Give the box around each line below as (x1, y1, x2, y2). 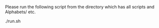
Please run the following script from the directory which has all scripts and (5, 4, 155, 9)
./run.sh (5, 19, 21, 24)
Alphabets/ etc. (5, 9, 36, 15)
